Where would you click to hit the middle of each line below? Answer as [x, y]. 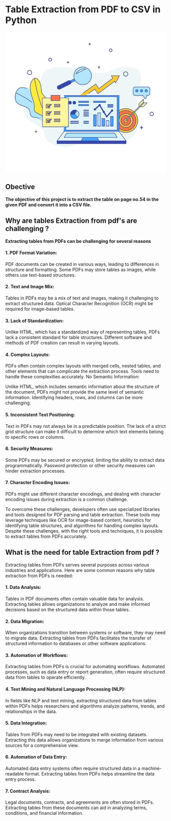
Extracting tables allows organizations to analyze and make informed [78, 604]
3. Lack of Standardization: [34, 321]
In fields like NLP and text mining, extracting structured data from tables [81, 700]
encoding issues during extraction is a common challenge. [67, 499]
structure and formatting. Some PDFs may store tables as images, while [81, 269]
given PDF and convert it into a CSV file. [48, 204]
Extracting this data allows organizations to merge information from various [84, 740]
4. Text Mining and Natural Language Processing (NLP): [66, 689]
